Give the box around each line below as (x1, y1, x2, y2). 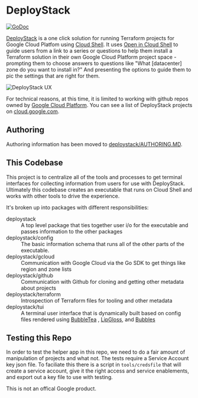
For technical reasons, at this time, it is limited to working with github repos (6, 95, 189, 102)
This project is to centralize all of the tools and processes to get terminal (6, 173, 182, 180)
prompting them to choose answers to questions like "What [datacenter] (6, 60, 182, 67)
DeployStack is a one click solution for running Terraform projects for (6, 34, 175, 41)
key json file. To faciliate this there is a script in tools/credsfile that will (6, 361, 181, 368)
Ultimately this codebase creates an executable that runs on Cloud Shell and (6, 186, 192, 193)
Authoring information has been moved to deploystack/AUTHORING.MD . (6, 140, 183, 148)
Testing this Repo (6, 332, 72, 343)
